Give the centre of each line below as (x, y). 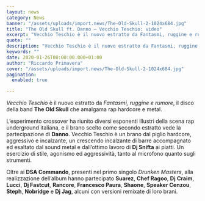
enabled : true (30, 80)
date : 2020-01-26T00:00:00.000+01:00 (54, 57)
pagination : (21, 75)
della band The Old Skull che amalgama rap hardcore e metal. (85, 109)
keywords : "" (23, 52)
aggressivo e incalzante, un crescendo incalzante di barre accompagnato (99, 141)
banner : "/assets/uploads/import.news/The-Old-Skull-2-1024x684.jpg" (97, 23)
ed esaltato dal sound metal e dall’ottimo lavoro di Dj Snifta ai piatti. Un (95, 147)
